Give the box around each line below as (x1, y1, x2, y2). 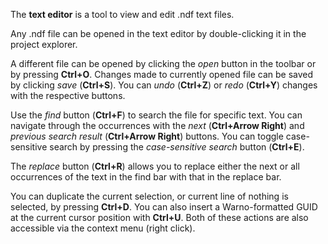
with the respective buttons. (10, 90, 126, 101)
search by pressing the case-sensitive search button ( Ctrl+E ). (49, 141, 305, 153)
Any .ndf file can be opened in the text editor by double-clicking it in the (10, 28, 307, 39)
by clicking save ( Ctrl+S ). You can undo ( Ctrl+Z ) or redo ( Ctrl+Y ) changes (10, 79, 318, 91)
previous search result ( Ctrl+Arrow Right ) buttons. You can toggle (10, 130, 284, 142)
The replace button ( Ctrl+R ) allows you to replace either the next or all (10, 160, 300, 172)
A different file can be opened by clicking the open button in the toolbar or (10, 58, 317, 69)
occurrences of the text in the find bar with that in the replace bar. (10, 171, 282, 183)
